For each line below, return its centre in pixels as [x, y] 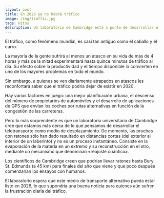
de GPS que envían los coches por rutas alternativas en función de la [74, 106]
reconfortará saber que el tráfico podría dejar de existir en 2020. [70, 86]
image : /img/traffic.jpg [30, 18]
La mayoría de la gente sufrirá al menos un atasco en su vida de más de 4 [79, 56]
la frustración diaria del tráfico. [36, 191]
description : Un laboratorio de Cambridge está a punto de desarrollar [79, 28]
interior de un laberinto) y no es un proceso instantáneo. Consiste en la [76, 141]
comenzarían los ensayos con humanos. [46, 171]
